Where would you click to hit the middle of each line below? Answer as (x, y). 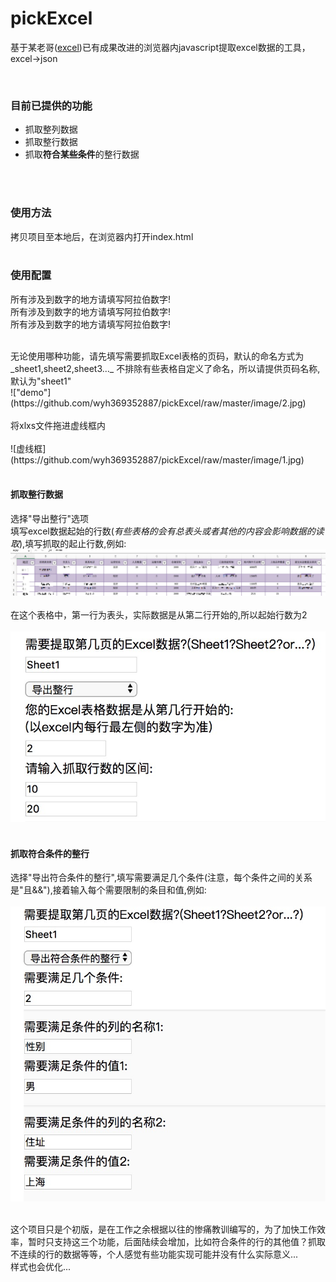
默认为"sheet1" (41, 381)
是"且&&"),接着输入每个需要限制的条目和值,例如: (108, 890)
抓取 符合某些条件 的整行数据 (82, 154)
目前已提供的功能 (51, 105)
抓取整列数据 (51, 129)
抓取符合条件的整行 (50, 853)
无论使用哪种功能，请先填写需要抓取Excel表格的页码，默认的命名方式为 (157, 356)
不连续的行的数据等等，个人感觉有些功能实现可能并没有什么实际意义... (154, 1254)
